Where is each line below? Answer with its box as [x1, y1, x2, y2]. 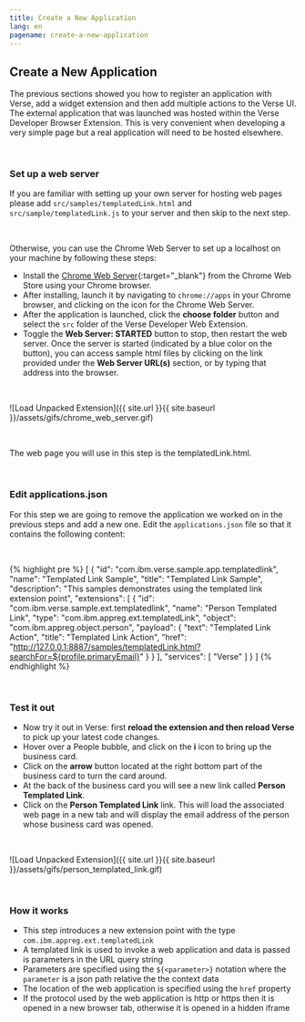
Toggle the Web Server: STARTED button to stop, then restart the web [22, 328, 288, 339]
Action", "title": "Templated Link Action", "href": [9, 631, 187, 642]
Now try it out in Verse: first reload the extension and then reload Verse [22, 722, 295, 733]
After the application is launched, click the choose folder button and [22, 309, 280, 320]
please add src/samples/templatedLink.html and [9, 198, 192, 209]
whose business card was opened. [22, 819, 154, 830]
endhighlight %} [9, 661, 70, 672]
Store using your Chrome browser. [22, 280, 152, 291]
